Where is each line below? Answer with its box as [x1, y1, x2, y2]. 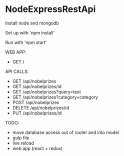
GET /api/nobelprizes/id [12, 83, 61, 89]
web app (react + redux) [12, 145, 63, 151]
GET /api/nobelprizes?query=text [12, 88, 81, 94]
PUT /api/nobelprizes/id [12, 110, 62, 116]
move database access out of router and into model [12, 129, 119, 135]
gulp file [12, 134, 29, 140]
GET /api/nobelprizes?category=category [12, 94, 98, 100]
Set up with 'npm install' [5, 29, 55, 35]
